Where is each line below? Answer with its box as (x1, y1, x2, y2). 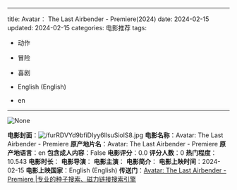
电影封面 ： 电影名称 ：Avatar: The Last (7, 131, 224, 139)
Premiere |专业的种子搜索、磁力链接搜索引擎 (7, 175, 136, 183)
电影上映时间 (158, 158, 196, 165)
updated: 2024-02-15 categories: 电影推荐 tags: (7, 24, 147, 32)
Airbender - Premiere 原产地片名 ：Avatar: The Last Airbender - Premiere (7, 140, 219, 148)
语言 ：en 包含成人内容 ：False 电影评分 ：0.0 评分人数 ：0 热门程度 (19, 148, 211, 157)
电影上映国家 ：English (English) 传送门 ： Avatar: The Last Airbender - (25, 166, 227, 175)
